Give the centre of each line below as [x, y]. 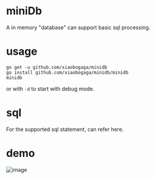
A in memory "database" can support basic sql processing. [78, 27]
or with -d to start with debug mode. [50, 89]
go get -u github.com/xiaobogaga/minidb [57, 67]
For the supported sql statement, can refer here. [65, 129]
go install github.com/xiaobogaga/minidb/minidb [67, 73]
